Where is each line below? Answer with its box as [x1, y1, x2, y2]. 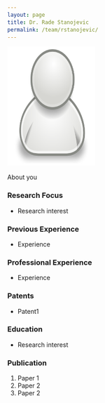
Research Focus [7, 190, 63, 200]
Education [7, 324, 43, 334]
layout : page [7, 11, 45, 18]
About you [7, 173, 37, 182]
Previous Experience [7, 224, 79, 234]
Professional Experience [7, 257, 92, 267]
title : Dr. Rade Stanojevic [7, 18, 90, 26]
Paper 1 [17, 374, 40, 383]
